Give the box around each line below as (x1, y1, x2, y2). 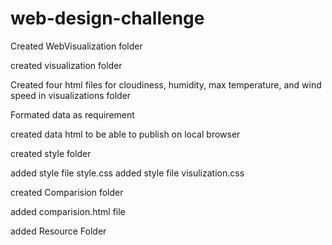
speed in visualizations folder (10, 89, 132, 101)
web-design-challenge (10, 7, 205, 30)
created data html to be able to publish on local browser (10, 128, 241, 140)
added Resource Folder (10, 225, 107, 237)
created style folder (10, 147, 92, 159)
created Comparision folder (10, 186, 124, 198)
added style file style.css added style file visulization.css (10, 167, 245, 179)
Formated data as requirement (10, 108, 135, 121)
